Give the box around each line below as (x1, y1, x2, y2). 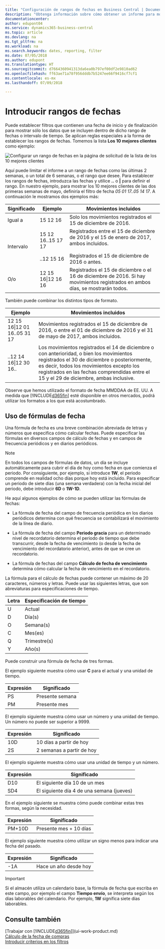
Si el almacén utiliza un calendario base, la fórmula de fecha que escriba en (5, 885, 158, 891)
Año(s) (25, 645, 41, 652)
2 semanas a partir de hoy (36, 747, 97, 754)
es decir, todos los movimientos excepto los (38, 362, 140, 369)
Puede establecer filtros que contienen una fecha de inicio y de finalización (5, 122, 158, 128)
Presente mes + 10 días (36, 825, 91, 832)
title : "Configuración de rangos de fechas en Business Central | (5, 7, 144, 12)
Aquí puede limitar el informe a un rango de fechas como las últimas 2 (5, 167, 147, 173)
